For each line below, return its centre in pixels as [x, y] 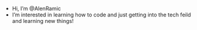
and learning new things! [43, 21]
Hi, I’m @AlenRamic [37, 9]
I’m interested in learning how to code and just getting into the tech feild [102, 15]
